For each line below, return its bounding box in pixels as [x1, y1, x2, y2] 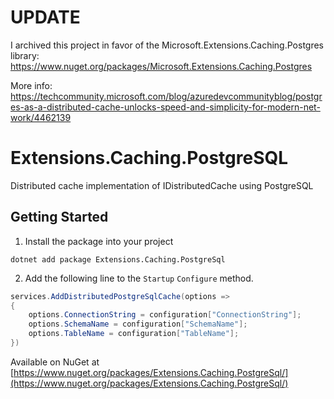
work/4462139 [10, 111, 72, 123]
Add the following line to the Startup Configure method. [24, 272, 254, 284]
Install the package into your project [24, 235, 174, 247]
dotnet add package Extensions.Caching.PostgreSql [10, 254, 226, 265]
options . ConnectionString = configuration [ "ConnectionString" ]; [28, 310, 302, 320]
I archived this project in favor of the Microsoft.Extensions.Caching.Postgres [10, 39, 325, 51]
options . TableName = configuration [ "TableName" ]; [28, 329, 240, 339]
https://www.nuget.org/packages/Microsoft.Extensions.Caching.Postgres [10, 60, 313, 72]
